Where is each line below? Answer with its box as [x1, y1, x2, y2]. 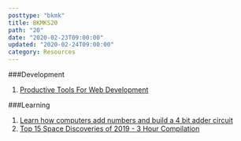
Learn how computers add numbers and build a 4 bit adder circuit [19, 116, 234, 124]
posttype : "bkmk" [8, 11, 65, 20]
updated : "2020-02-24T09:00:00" [8, 41, 114, 49]
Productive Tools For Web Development [19, 85, 149, 95]
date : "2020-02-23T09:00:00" [8, 33, 104, 42]
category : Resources [8, 48, 76, 56]
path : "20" [8, 26, 44, 34]
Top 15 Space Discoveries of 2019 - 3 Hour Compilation [19, 124, 200, 133]
